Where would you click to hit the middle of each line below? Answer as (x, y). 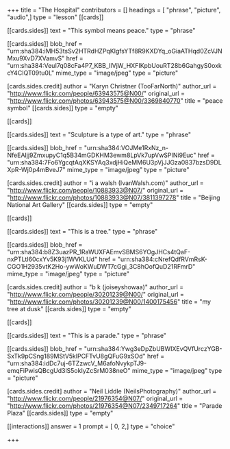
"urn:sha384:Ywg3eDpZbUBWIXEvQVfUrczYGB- (153, 349)
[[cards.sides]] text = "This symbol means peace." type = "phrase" (101, 31)
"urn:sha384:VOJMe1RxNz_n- (126, 148)
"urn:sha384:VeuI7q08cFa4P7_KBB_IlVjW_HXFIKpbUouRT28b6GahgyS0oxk (115, 65)
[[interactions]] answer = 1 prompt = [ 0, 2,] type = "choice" (91, 426)
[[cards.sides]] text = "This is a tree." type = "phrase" (82, 231)
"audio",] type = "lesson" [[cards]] (55, 17)
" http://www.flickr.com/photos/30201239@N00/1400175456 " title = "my (109, 302)
